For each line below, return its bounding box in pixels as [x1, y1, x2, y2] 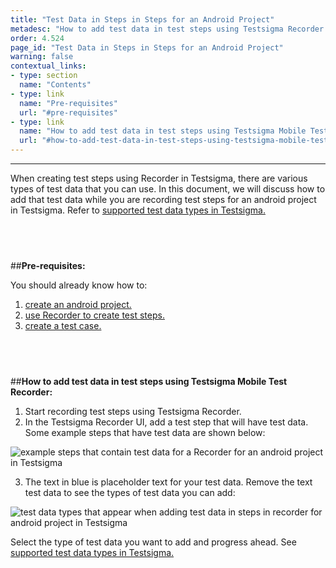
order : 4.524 [10, 33, 65, 43]
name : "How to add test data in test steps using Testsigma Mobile [19, 126, 307, 136]
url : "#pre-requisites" [19, 107, 118, 118]
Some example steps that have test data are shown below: [24, 426, 266, 438]
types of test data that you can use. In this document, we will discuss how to [10, 183, 326, 195]
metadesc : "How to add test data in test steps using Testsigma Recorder [10, 24, 325, 34]
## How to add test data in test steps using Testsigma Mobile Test [10, 375, 288, 387]
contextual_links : [10, 61, 87, 71]
